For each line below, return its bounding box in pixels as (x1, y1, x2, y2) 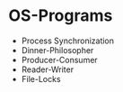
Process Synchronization (21, 35, 114, 46)
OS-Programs (8, 5, 113, 26)
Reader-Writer (21, 64, 74, 75)
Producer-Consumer (21, 54, 98, 65)
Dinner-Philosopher (21, 44, 94, 55)
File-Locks (21, 73, 61, 84)
